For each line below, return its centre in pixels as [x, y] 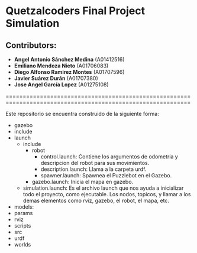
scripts [22, 226]
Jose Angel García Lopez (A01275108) [61, 85]
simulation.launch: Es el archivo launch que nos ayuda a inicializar [103, 188]
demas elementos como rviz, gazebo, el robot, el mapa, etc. [96, 200]
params [23, 213]
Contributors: [31, 45]
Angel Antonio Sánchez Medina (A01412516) [69, 59]
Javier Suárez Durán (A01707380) [56, 78]
